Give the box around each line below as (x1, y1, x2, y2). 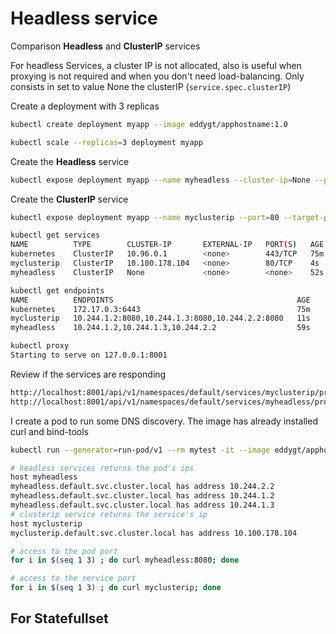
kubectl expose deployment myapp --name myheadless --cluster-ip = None (10, 175, 311, 185)
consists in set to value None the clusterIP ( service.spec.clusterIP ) (10, 80, 292, 92)
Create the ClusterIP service (10, 193, 129, 205)
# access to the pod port (10, 546, 118, 556)
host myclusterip (10, 518, 83, 529)
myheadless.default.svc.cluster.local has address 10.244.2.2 (10, 482, 275, 492)
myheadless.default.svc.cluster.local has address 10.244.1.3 (10, 500, 275, 511)
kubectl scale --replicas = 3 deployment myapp (10, 137, 203, 147)
